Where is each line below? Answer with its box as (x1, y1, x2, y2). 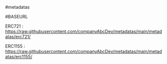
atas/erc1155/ (5, 54, 32, 60)
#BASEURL (5, 14, 28, 19)
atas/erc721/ (5, 34, 31, 39)
